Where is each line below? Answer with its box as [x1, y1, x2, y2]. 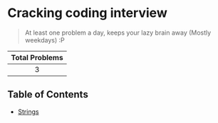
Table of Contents [7, 88, 89, 100]
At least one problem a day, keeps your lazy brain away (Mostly [24, 28, 212, 37]
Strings [17, 107, 39, 116]
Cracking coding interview [7, 5, 167, 21]
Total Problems [11, 52, 63, 62]
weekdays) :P [24, 35, 66, 44]
